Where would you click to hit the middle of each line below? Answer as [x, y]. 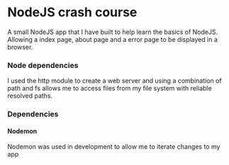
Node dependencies [43, 65]
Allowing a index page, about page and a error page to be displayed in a [112, 39]
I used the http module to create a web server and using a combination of [114, 81]
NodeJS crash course [72, 12]
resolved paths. [30, 96]
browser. [20, 47]
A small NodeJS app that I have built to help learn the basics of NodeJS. [113, 32]
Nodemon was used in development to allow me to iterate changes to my [114, 147]
